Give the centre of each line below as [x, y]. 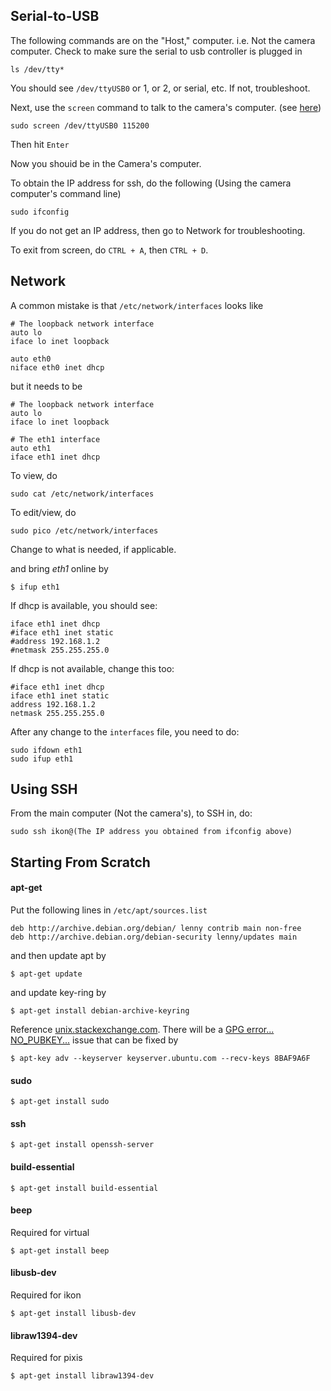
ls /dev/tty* [37, 69]
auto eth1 [31, 448]
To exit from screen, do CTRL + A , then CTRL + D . [109, 250]
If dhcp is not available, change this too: [92, 668]
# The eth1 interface [55, 439]
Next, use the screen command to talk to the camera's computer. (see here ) [166, 107]
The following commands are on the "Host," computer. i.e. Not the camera [163, 40]
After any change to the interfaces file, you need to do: [125, 731]
